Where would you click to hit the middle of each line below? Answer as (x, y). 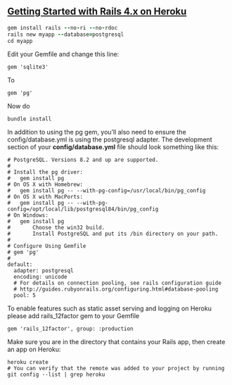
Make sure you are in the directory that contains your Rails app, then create (116, 342)
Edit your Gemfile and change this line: (63, 54)
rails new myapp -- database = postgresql (66, 34)
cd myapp (20, 41)
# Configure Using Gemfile (47, 246)
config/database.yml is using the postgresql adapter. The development (110, 139)
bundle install (30, 119)
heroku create (28, 362)
